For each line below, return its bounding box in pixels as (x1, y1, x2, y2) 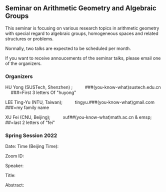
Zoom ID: (5, 153, 24, 159)
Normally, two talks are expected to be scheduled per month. (5, 45, 131, 51)
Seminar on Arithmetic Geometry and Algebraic (5, 4, 156, 12)
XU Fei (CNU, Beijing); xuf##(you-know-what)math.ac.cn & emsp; (5, 114, 152, 120)
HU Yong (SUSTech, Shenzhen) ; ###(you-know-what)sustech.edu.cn (5, 84, 161, 90)
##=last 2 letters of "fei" (5, 119, 55, 125)
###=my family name (5, 104, 49, 110)
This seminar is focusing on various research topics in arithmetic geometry (5, 25, 159, 31)
